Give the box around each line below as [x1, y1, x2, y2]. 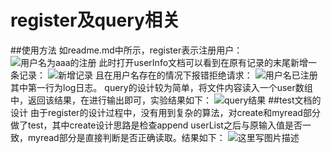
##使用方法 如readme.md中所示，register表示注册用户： [10, 44, 243, 56]
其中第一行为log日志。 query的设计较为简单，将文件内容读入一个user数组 [10, 81, 313, 93]
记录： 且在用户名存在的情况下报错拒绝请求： [18, 69, 253, 81]
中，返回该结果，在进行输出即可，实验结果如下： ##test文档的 [10, 94, 322, 106]
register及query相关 [10, 9, 180, 32]
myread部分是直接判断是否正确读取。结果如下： [27, 131, 226, 143]
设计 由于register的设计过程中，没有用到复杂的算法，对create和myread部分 [10, 106, 321, 118]
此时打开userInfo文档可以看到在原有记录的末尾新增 [98, 56, 309, 68]
